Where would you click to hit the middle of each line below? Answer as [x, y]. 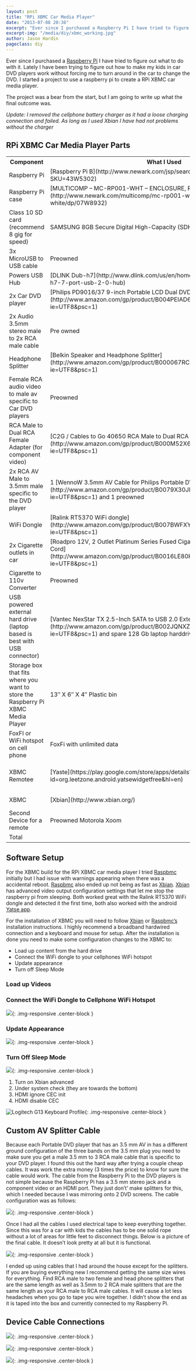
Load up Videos [29, 984]
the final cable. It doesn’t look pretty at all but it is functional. [79, 1243]
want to [19, 687]
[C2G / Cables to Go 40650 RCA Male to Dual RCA [119, 436]
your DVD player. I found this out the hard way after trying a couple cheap [94, 1163]
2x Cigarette [26, 545]
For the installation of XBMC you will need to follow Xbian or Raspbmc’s [92, 921]
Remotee [21, 779]
